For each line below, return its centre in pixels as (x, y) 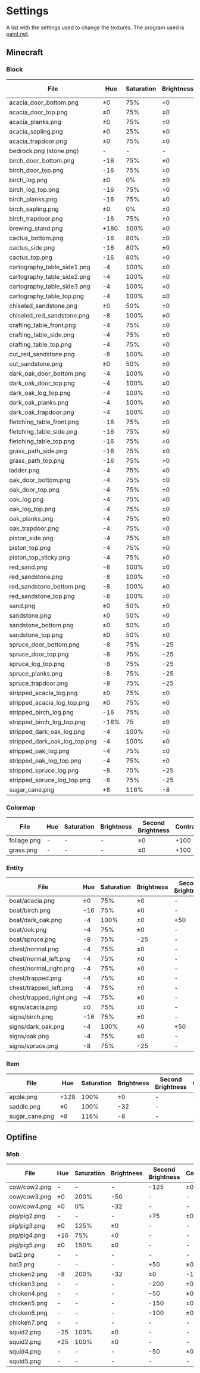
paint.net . (18, 33)
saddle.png (25, 1106)
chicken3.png (28, 1284)
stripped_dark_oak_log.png (47, 731)
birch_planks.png (33, 199)
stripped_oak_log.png (39, 751)
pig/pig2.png (27, 1216)
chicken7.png (28, 1322)
